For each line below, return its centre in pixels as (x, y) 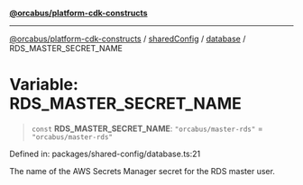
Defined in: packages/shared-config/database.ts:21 (105, 154)
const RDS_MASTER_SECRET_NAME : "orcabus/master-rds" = (147, 128)
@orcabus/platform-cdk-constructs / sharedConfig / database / (128, 39)
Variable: (44, 85)
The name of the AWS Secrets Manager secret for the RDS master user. (142, 171)
